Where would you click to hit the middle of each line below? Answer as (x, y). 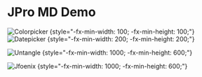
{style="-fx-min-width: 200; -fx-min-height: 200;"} (121, 38)
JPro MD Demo (52, 12)
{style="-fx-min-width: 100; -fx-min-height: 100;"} (122, 31)
